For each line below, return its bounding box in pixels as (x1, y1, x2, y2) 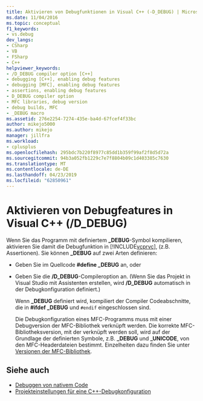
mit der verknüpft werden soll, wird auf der (63, 328, 170, 336)
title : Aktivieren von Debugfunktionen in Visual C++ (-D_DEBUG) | (6, 8, 180, 15)
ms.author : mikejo (6, 127, 53, 133)
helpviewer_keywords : (6, 65, 61, 71)
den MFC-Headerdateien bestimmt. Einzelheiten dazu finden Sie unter (14, 341, 190, 348)
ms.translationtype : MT (6, 161, 66, 167)
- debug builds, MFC (6, 104, 59, 111)
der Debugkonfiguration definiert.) (14, 285, 101, 293)
